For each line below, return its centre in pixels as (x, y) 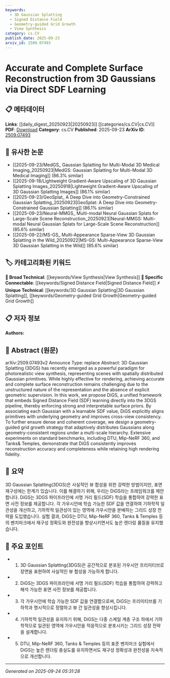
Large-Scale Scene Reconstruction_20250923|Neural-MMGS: (77, 218)
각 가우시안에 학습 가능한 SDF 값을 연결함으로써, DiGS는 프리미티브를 (88, 601)
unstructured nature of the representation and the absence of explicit (77, 390)
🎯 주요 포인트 (25, 547)
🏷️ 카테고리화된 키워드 (38, 262)
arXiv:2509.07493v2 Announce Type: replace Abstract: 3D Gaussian (77, 363)
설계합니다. (36, 632)
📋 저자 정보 (23, 318)
